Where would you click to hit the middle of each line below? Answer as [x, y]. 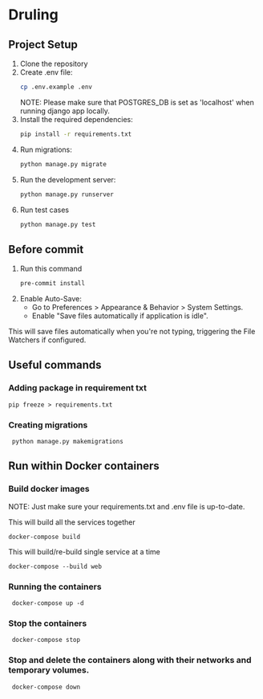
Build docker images [49, 489]
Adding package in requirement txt [77, 388]
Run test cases [45, 210]
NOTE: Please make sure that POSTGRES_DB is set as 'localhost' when [137, 102]
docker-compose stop [46, 640]
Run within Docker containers [84, 466]
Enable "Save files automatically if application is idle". [120, 316]
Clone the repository [54, 63]
